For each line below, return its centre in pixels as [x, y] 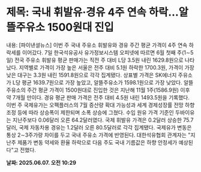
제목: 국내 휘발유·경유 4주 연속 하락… [92, 12]
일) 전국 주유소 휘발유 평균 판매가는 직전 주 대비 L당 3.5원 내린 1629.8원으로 [95, 60]
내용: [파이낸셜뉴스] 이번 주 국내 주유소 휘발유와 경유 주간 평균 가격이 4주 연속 [97, 45]
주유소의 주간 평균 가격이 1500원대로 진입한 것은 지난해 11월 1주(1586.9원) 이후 [98, 90]
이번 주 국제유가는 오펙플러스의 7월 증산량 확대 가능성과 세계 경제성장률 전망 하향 [100, 105]
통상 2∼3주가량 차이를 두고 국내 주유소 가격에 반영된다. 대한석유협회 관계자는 [97, 135]
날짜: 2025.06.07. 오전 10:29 [41, 162]
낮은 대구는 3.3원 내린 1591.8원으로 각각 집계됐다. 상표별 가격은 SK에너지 [91, 75]
